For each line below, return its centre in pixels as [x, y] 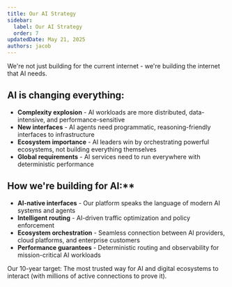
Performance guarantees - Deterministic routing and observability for [118, 247]
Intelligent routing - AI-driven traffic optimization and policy [103, 218]
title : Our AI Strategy [42, 14]
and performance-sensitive [86, 119]
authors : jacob [29, 46]
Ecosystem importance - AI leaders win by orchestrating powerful [113, 142]
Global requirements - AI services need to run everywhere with [109, 156]
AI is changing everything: [66, 95]
